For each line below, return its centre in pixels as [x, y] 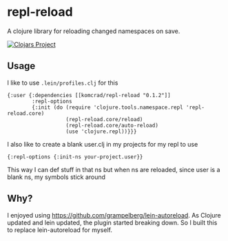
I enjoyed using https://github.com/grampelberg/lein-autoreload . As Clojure [114, 215]
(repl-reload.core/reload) [104, 119]
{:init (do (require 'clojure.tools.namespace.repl [108, 107]
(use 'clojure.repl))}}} [101, 132]
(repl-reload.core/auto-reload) [112, 125]
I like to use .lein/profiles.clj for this [63, 83]
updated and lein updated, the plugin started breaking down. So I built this [112, 222]
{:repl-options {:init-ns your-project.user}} [75, 157]
